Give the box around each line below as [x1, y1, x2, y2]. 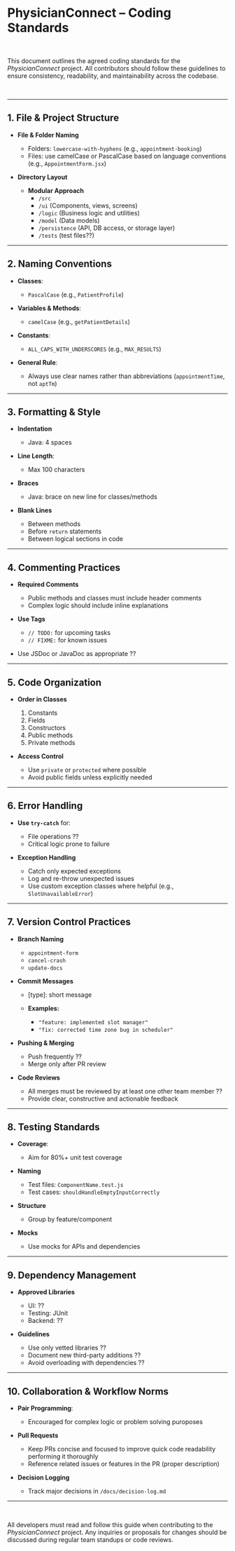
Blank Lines [17, 506, 52, 515]
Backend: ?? [27, 1317, 64, 1325]
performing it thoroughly [27, 1452, 99, 1461]
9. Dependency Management [7, 1269, 136, 1281]
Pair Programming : [17, 1404, 73, 1413]
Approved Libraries [17, 1288, 76, 1296]
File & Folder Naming [17, 130, 79, 139]
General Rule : [17, 358, 58, 366]
